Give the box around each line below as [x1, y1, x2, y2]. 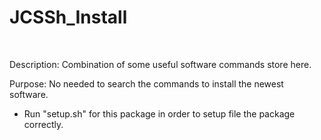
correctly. [23, 118, 64, 130]
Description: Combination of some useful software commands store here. [9, 58, 312, 70]
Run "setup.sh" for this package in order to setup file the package [23, 107, 296, 120]
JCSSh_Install [9, 6, 128, 29]
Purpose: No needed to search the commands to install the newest [9, 77, 284, 90]
